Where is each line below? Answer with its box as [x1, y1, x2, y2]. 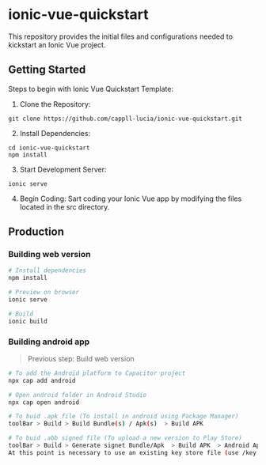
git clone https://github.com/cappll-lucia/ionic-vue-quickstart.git [8, 115, 243, 123]
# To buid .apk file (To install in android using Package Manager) [8, 413, 239, 421]
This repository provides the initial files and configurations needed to [8, 32, 234, 41]
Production [8, 225, 65, 239]
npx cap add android [8, 376, 77, 384]
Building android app [8, 336, 90, 347]
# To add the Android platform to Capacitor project [8, 369, 186, 377]
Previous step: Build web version [27, 353, 135, 363]
